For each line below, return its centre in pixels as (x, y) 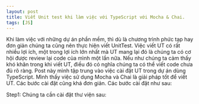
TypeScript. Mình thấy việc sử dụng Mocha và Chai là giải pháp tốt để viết (97, 77)
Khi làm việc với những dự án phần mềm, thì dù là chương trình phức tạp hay (100, 40)
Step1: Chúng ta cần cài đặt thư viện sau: (56, 95)
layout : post (22, 12)
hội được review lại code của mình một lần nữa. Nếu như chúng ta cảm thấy (99, 58)
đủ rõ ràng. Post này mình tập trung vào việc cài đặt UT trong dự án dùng (96, 71)
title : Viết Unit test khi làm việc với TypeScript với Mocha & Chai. (96, 17)
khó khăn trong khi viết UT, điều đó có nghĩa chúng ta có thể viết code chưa (99, 64)
